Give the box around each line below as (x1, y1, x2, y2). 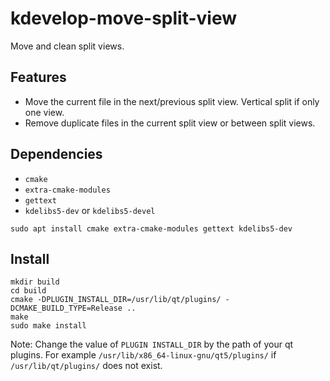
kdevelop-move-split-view (10, 7, 238, 30)
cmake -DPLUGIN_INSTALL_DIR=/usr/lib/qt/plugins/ (10, 295, 222, 305)
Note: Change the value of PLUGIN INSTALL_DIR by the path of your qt (10, 338, 294, 351)
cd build (10, 286, 47, 296)
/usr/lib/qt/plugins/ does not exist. (10, 360, 163, 372)
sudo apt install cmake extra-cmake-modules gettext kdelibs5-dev (10, 223, 293, 234)
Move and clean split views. (10, 40, 125, 52)
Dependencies (10, 146, 103, 163)
